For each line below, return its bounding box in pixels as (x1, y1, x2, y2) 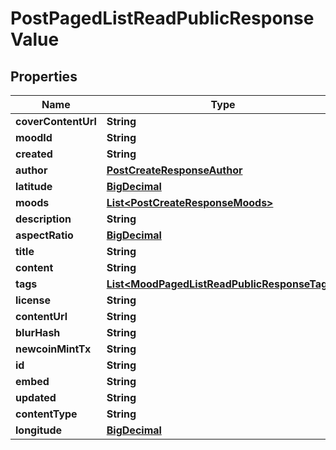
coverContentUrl (15, 115, 97, 128)
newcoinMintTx (15, 342, 92, 356)
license (15, 293, 52, 307)
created (15, 147, 53, 161)
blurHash (15, 326, 61, 339)
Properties (10, 68, 78, 85)
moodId (15, 131, 53, 144)
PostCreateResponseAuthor (106, 163, 243, 177)
